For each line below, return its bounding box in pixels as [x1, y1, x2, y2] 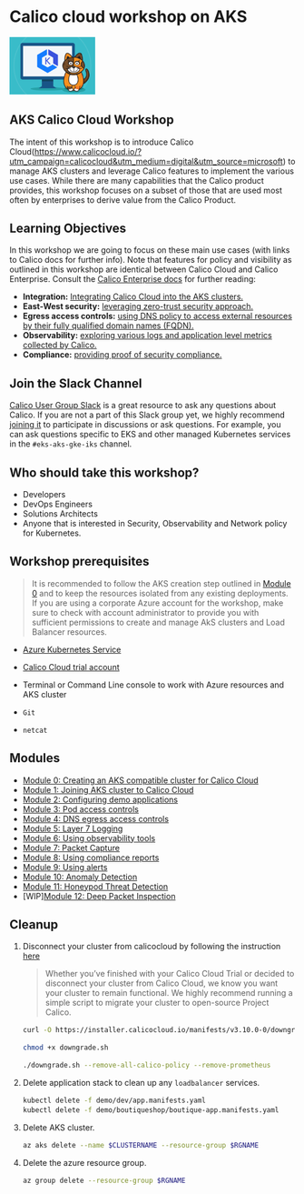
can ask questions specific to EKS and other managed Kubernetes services [9, 429, 291, 440]
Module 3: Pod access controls [22, 803, 139, 815]
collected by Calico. [22, 339, 97, 351]
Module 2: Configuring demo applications [22, 794, 179, 805]
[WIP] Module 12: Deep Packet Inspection [22, 890, 176, 901]
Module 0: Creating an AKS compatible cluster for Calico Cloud [22, 775, 259, 786]
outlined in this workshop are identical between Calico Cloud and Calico [9, 264, 279, 275]
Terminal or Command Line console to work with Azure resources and [22, 679, 284, 690]
